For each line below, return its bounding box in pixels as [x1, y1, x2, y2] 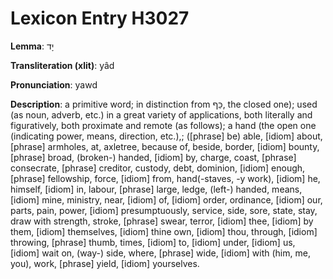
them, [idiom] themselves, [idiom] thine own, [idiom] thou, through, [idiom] [10, 225, 318, 237]
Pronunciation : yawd [10, 78, 98, 91]
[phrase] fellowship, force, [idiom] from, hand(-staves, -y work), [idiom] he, [10, 172, 321, 184]
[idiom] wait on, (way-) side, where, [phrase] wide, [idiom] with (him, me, [10, 247, 311, 259]
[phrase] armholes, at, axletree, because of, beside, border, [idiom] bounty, [10, 140, 320, 152]
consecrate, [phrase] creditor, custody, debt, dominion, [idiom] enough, [10, 162, 306, 174]
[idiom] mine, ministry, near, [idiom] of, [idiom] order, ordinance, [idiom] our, [10, 193, 323, 206]
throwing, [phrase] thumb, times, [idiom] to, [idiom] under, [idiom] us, [10, 236, 296, 248]
